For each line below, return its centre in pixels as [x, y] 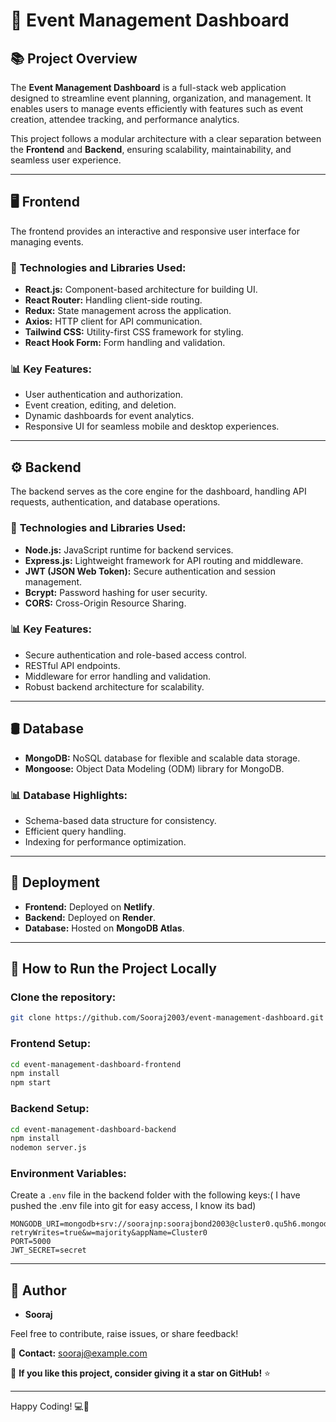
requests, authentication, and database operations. [115, 502]
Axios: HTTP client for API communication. [113, 321]
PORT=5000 [31, 1242]
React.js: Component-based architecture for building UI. [141, 290]
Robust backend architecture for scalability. [114, 686]
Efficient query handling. [75, 831]
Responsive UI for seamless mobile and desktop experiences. [152, 426]
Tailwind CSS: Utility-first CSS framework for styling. [134, 332]
